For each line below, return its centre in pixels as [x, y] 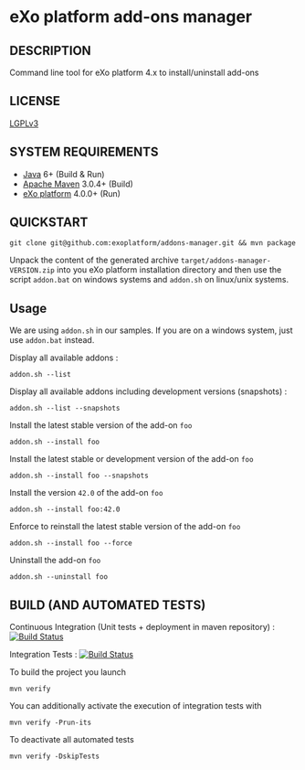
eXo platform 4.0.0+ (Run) [72, 193]
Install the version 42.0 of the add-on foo [86, 493]
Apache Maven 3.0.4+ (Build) [78, 184]
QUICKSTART [49, 223]
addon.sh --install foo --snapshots [79, 476]
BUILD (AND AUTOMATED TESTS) [108, 605]
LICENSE [35, 101]
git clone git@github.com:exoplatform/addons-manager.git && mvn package [153, 243]
